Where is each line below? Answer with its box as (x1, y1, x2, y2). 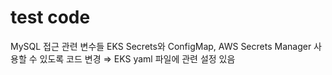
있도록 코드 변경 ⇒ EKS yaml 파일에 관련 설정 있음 (39, 52, 236, 65)
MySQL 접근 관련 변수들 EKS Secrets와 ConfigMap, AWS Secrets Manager (10, 40, 312, 52)
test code (10, 6, 91, 29)
